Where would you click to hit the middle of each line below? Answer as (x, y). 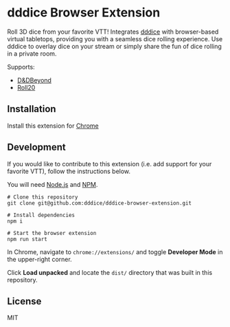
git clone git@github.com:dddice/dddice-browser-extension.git (100, 203)
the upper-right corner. (39, 259)
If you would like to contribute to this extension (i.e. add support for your (110, 163)
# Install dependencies (41, 215)
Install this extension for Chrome (53, 126)
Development (37, 147)
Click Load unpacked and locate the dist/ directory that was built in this (110, 272)
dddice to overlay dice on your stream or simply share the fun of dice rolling (114, 46)
